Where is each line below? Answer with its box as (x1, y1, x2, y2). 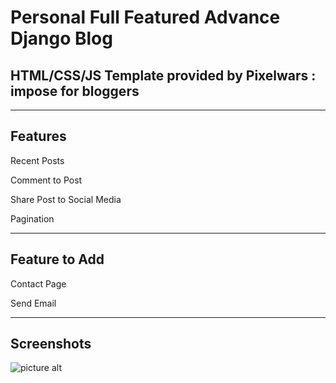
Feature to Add (10, 251, 105, 268)
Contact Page (10, 277, 67, 290)
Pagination (10, 212, 55, 225)
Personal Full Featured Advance (10, 6, 281, 29)
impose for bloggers (10, 82, 140, 100)
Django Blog (10, 27, 113, 50)
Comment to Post (10, 174, 83, 186)
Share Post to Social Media (10, 193, 122, 205)
